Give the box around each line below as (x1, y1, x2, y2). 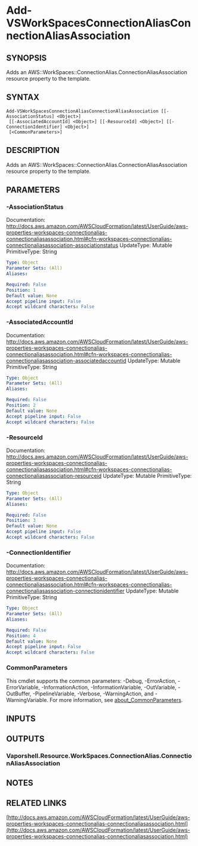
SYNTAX (6, 92, 40, 102)
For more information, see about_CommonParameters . (49, 696, 183, 703)
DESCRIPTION (6, 145, 60, 155)
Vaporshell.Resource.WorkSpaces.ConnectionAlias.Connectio (6, 752, 192, 760)
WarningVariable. (6, 696, 49, 703)
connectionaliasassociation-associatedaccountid (6, 357, 126, 364)
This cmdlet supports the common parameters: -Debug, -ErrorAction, (6, 677, 177, 685)
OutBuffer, (6, 690, 32, 697)
